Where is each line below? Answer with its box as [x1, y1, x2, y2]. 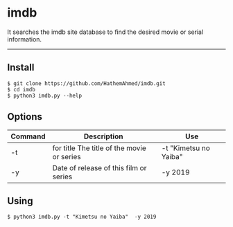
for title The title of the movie [52, 143, 147, 153]
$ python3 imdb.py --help [7, 92, 82, 99]
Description [83, 131, 123, 141]
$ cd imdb [7, 86, 36, 93]
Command [10, 131, 46, 141]
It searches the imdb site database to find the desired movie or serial [7, 28, 204, 36]
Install [7, 62, 35, 73]
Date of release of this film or [52, 163, 147, 172]
